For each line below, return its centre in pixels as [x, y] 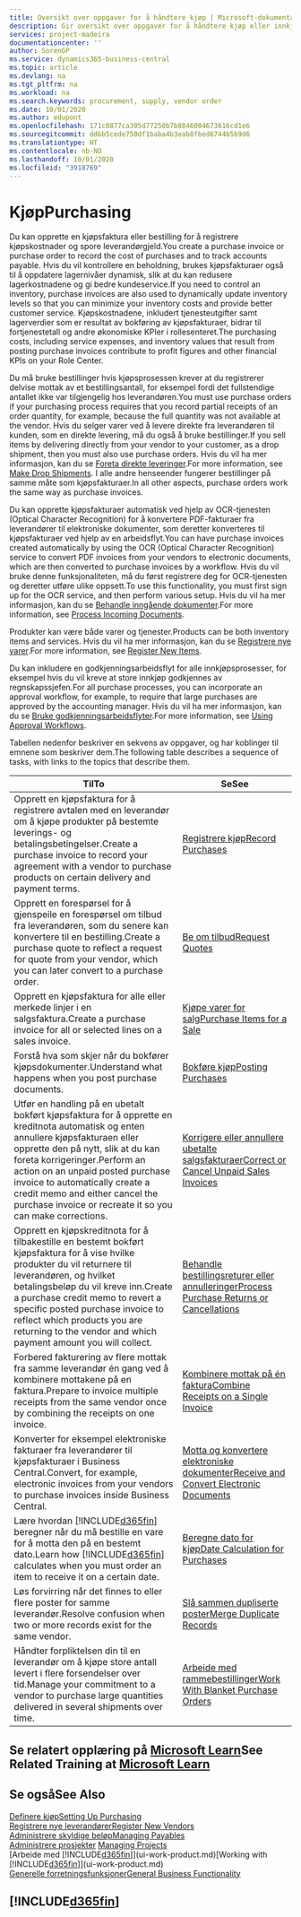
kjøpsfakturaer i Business [67, 1462]
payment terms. [47, 889]
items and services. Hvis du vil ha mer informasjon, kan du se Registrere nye [150, 641]
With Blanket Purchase [230, 1690]
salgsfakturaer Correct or [234, 1160]
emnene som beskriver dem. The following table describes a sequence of [144, 752]
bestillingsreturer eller [228, 1276]
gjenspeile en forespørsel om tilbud [88, 915]
